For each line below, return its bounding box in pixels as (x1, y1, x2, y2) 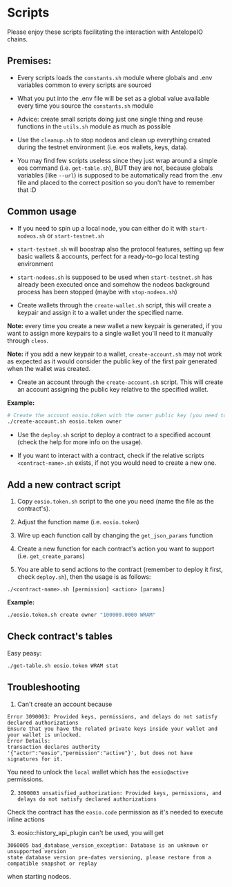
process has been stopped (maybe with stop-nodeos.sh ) (17, 287, 177, 296)
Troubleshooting (7, 682, 81, 694)
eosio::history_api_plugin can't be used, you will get (17, 828, 164, 837)
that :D (17, 185, 37, 194)
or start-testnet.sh (47, 231, 105, 240)
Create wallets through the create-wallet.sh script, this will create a (17, 301, 212, 309)
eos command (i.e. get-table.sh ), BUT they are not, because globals (17, 164, 213, 172)
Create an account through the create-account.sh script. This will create (17, 378, 223, 386)
